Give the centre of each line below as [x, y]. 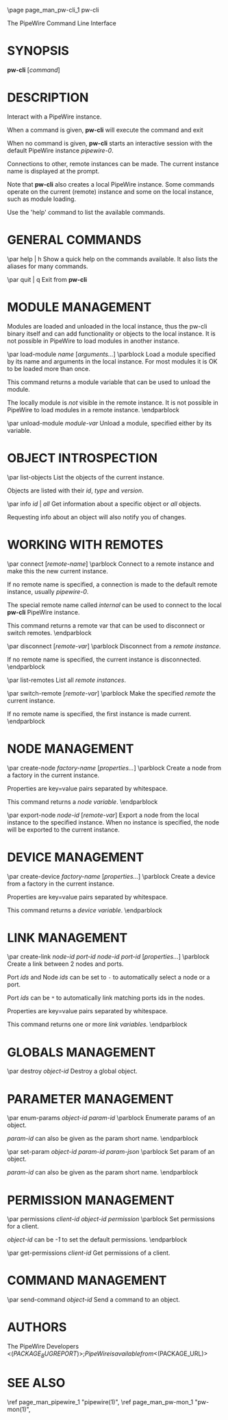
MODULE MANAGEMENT [79, 307]
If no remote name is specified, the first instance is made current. [99, 713]
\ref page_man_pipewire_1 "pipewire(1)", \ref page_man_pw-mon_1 [100, 1401]
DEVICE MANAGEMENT [76, 857]
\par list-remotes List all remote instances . [67, 680]
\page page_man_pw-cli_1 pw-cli [53, 10]
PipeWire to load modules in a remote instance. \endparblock [93, 410]
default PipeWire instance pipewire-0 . [61, 150]
